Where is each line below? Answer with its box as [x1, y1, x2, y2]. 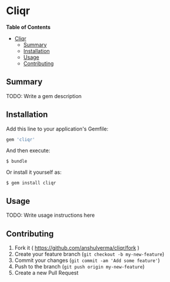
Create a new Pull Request [14, 269, 79, 277]
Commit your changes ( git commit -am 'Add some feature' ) [14, 257, 160, 264]
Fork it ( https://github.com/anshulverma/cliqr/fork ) [14, 244, 140, 251]
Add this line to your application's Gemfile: [6, 125, 108, 132]
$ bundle [6, 159, 28, 164]
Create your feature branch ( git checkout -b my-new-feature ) [14, 251, 165, 258]
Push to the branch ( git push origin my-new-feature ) [14, 263, 145, 270]
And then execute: [6, 147, 50, 154]
